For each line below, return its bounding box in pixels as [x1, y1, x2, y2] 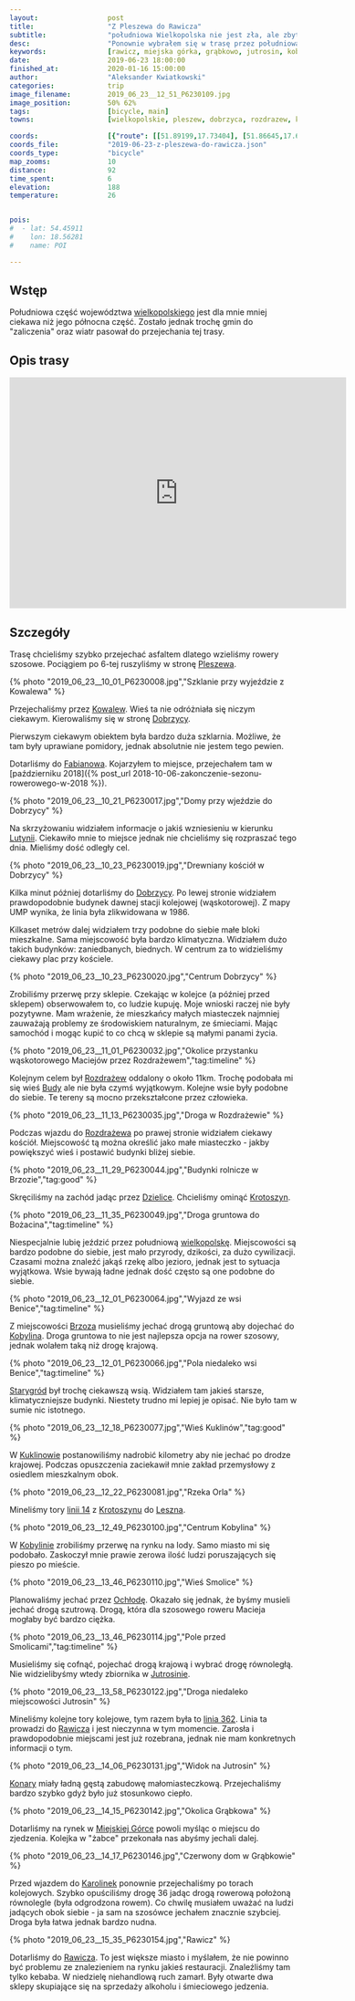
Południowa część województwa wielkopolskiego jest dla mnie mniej [9, 307, 267, 318]
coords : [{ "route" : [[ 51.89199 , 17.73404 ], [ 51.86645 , [9, 131, 284, 141]
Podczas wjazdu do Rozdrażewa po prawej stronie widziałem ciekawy [9, 1128, 273, 1139]
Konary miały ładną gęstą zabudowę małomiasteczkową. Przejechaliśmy [9, 1778, 281, 1789]
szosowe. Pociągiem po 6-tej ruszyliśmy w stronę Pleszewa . [9, 659, 237, 670]
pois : [9, 215, 30, 224]
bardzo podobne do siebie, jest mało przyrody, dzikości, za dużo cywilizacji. [9, 1246, 296, 1257]
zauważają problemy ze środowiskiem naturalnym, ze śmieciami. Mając [9, 1018, 278, 1029]
